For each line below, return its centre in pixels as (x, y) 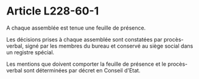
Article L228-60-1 (53, 11)
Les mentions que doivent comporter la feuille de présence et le (86, 64)
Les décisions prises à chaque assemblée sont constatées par (84, 39)
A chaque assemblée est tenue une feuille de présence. (76, 28)
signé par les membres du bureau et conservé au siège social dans (109, 46)
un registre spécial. (30, 52)
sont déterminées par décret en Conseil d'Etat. (82, 70)
